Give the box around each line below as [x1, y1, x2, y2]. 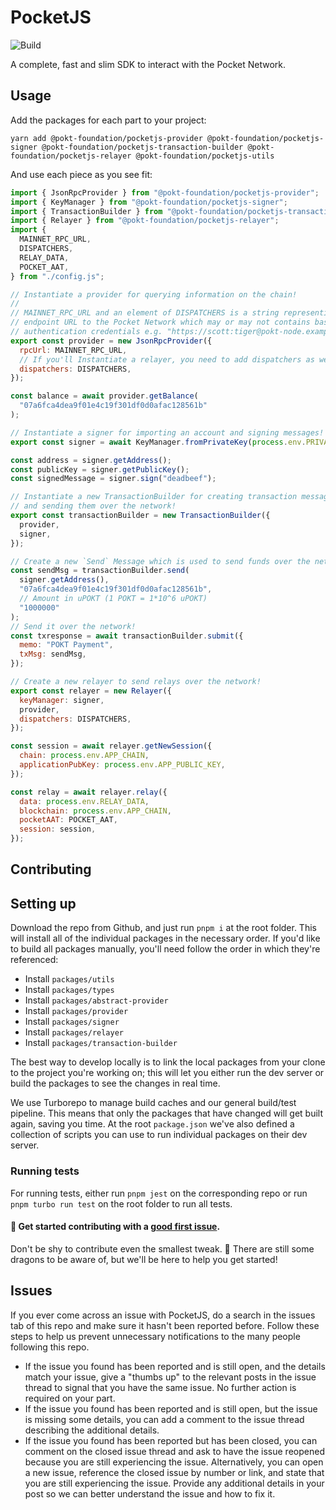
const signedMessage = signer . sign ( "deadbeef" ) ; [10, 474, 217, 484]
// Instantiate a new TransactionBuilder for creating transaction [10, 492, 298, 502]
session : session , [19, 824, 97, 835]
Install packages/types [24, 984, 115, 996]
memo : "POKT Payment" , [19, 640, 114, 650]
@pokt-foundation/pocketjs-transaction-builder [41, 142, 244, 152]
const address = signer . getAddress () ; [10, 455, 172, 465]
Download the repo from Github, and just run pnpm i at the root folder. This [10, 922, 317, 934]
